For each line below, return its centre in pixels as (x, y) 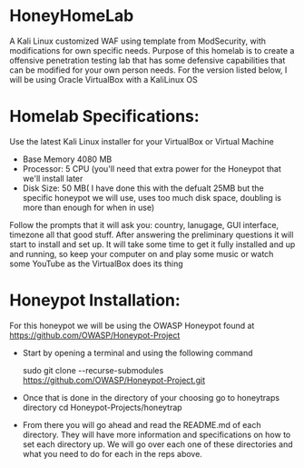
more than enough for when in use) (88, 207)
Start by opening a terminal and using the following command (137, 353)
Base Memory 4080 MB (67, 159)
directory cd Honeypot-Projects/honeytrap (103, 407)
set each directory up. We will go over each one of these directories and (157, 444)
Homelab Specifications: (104, 117)
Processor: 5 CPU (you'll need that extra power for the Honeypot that (152, 168)
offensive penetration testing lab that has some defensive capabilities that (147, 60)
